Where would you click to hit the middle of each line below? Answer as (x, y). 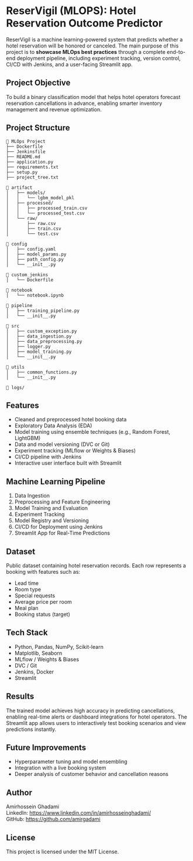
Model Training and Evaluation (51, 508)
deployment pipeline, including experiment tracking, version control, (99, 58)
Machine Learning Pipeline (56, 481)
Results (20, 697)
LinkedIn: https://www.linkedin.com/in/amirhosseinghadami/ (78, 813)
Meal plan (27, 608)
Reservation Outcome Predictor (85, 23)
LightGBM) (27, 438)
